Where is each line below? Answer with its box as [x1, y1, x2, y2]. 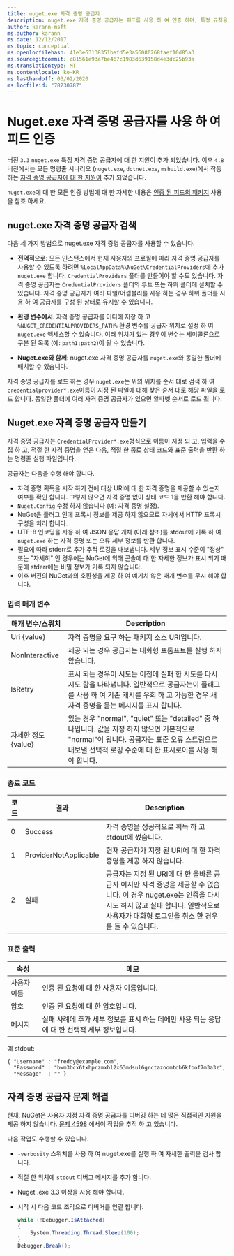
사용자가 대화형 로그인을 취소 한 [105, 911, 204, 921]
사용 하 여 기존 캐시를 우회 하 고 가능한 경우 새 [76, 690, 217, 700]
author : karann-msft [7, 23, 68, 30]
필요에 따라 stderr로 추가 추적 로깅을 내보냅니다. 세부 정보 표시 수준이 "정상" [17, 545, 224, 553]
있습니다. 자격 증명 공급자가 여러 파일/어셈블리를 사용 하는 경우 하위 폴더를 [17, 289, 219, 297]
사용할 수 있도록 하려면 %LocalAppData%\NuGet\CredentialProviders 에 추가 [17, 263, 224, 271]
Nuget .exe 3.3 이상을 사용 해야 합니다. [17, 1188, 125, 1196]
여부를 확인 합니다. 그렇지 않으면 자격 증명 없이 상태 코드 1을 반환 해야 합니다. [17, 492, 226, 501]
